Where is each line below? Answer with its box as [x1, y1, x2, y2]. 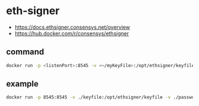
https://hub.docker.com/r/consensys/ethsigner [14, 29, 129, 37]
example [6, 79, 39, 89]
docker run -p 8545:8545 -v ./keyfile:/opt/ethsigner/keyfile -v [6, 94, 171, 101]
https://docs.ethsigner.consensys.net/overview [14, 24, 130, 31]
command [6, 47, 44, 57]
